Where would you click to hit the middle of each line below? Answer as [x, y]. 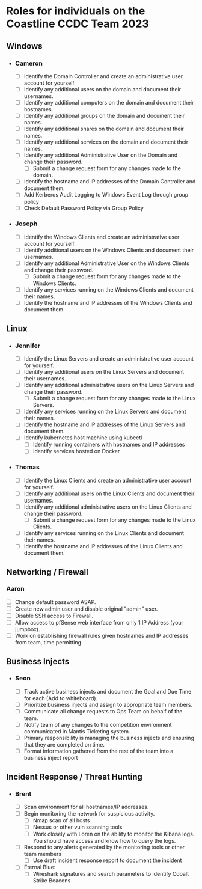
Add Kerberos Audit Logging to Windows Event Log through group [106, 195]
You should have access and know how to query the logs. [104, 841]
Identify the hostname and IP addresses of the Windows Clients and [108, 303]
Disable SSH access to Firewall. [54, 616]
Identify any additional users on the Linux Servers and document [104, 371]
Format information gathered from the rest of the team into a [99, 751]
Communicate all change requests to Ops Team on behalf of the [103, 711]
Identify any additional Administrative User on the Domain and [101, 155]
